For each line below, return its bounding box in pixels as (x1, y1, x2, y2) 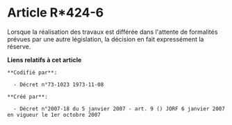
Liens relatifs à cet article (7, 55, 82, 64)
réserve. (7, 42, 31, 50)
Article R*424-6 (7, 5, 104, 21)
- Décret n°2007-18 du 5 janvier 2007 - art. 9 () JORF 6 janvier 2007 (13, 105, 226, 112)
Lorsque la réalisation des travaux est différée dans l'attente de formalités (7, 28, 218, 36)
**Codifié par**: (7, 69, 58, 76)
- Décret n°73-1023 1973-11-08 (13, 81, 104, 88)
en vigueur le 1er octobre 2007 (7, 111, 101, 118)
